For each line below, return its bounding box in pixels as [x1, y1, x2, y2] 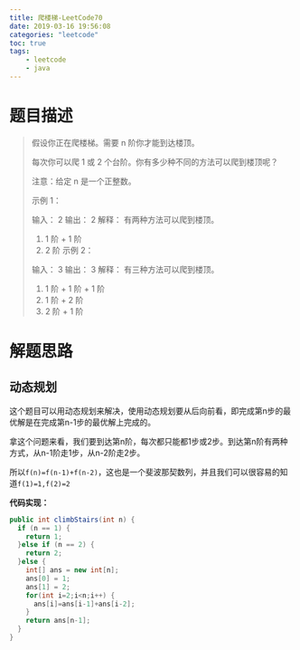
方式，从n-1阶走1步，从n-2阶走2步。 [9, 447, 145, 458]
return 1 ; [25, 531, 63, 541]
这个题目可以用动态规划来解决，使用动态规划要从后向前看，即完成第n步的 [9, 405, 284, 416]
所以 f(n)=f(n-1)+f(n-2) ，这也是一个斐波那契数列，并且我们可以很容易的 [9, 466, 280, 477]
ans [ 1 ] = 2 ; [25, 582, 70, 591]
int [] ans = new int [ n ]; [25, 566, 119, 575]
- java [25, 64, 51, 73]
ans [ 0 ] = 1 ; [25, 574, 70, 583]
